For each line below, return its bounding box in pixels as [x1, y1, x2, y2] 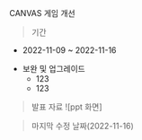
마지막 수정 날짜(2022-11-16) [31, 120, 135, 131]
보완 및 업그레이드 [22, 64, 85, 74]
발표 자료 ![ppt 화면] [31, 101, 102, 112]
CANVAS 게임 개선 [9, 8, 75, 18]
